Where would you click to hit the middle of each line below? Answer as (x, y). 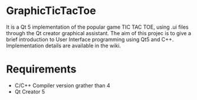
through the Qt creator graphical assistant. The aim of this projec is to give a (99, 33)
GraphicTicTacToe (51, 11)
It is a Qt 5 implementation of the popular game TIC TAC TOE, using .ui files (97, 27)
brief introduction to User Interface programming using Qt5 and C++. (90, 39)
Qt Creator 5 (30, 91)
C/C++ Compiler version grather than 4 (62, 85)
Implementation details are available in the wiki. (63, 46)
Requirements (41, 69)
